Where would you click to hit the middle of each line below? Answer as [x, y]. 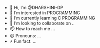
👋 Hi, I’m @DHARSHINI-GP [36, 8]
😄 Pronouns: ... [25, 36]
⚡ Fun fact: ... [23, 41]
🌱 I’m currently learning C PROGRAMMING [52, 18]
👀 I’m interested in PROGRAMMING [45, 13]
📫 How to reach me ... [32, 29]
